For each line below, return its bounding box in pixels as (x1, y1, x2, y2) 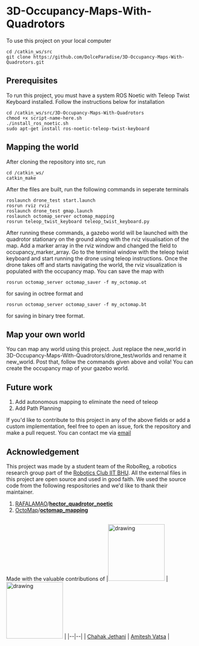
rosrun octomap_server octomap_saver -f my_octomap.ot (6, 279, 147, 285)
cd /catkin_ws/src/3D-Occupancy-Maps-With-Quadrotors (6, 110, 145, 116)
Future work (6, 382, 53, 392)
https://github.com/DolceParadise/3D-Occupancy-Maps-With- (33, 54, 185, 60)
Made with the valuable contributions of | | (6, 575, 168, 583)
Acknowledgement (6, 447, 80, 457)
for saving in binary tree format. (6, 312, 85, 319)
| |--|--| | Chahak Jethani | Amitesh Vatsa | (64, 633, 170, 641)
